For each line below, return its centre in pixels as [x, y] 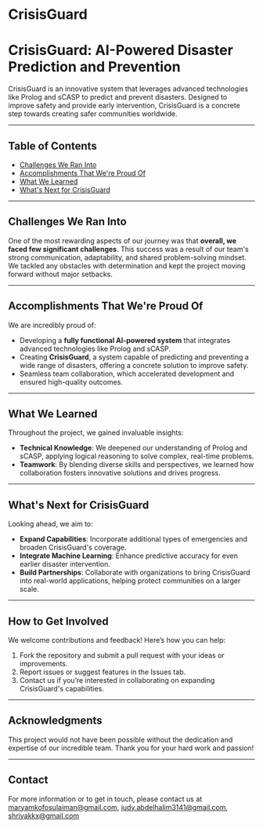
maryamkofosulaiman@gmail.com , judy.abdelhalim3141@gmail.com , [118, 807]
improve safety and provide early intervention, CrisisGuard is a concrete [124, 106]
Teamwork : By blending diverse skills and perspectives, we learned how [137, 465]
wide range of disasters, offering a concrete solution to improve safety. [134, 365]
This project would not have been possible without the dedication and [121, 739]
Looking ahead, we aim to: [51, 524]
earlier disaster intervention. [65, 564]
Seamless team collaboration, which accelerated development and [127, 374]
